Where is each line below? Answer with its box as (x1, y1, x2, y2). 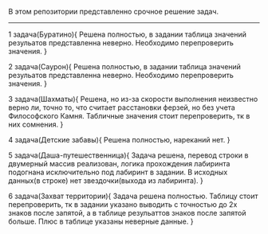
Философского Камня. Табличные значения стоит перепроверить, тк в (8, 111, 250, 120)
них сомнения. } (8, 119, 64, 129)
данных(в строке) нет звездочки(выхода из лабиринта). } (8, 176, 203, 185)
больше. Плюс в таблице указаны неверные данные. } (8, 216, 194, 226)
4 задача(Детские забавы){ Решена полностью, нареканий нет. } (8, 135, 231, 144)
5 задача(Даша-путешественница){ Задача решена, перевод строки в (8, 150, 249, 160)
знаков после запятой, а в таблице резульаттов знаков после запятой (8, 209, 246, 217)
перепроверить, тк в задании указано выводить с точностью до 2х (8, 200, 238, 209)
